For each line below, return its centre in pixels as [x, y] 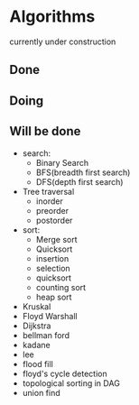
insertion [52, 258]
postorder [54, 220]
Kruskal [37, 306]
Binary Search [62, 162]
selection [53, 268]
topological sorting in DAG [71, 383]
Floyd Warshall [50, 316]
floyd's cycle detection [65, 373]
